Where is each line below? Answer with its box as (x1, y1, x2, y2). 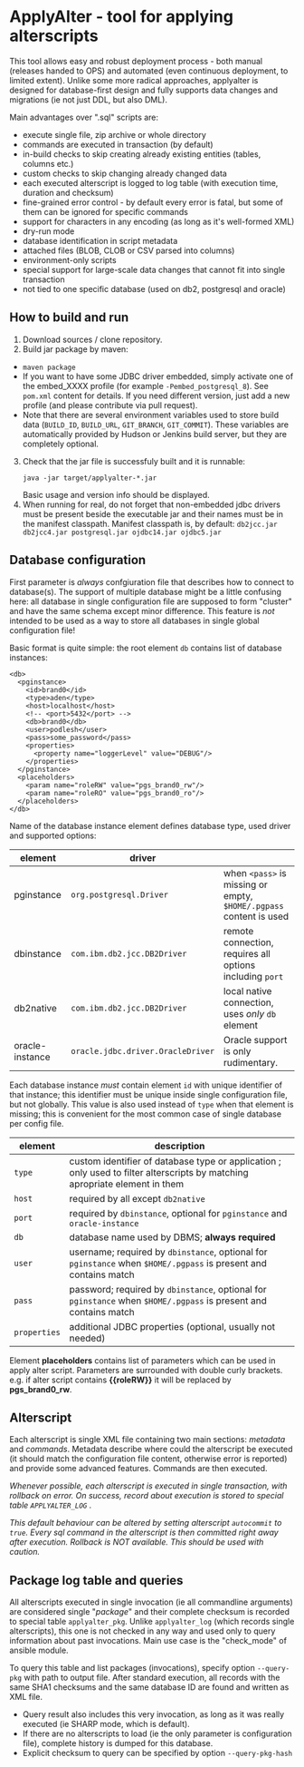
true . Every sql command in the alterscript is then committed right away (9, 1527, 279, 1538)
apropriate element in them (69, 1177, 185, 1190)
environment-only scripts (22, 254, 117, 265)
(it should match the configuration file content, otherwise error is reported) (9, 1453, 288, 1464)
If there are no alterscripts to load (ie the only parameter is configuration (22, 1728, 292, 1739)
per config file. (9, 1118, 64, 1128)
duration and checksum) (22, 187, 115, 198)
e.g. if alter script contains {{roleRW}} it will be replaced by (9, 1374, 233, 1385)
